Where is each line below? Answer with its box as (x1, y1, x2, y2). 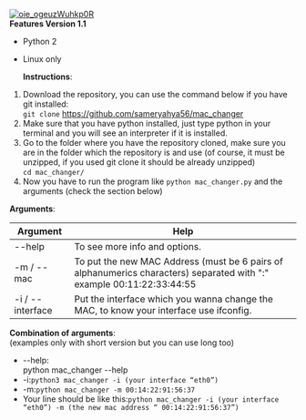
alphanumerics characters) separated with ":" (74, 267, 270, 279)
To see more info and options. (74, 241, 202, 252)
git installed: (22, 98, 69, 109)
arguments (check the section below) (22, 186, 163, 196)
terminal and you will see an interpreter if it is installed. (22, 128, 228, 138)
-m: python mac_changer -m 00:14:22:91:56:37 (22, 384, 196, 394)
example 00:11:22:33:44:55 (74, 278, 197, 291)
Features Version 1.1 (9, 18, 87, 29)
